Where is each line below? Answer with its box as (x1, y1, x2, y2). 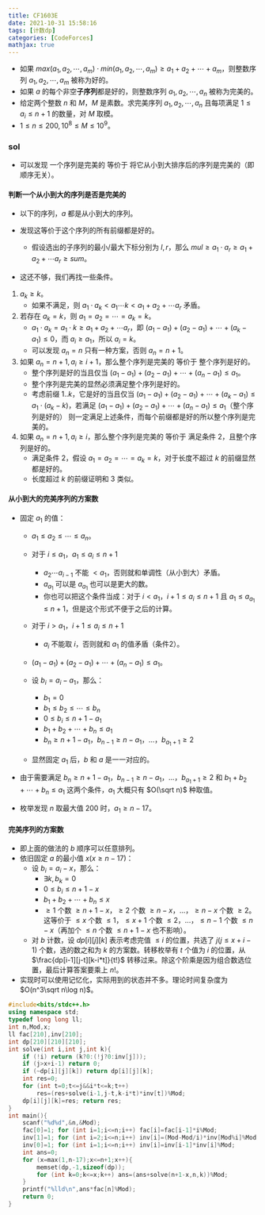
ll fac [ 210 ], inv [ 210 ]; (8, 1030, 83, 1038)
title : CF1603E (8, 11, 59, 20)
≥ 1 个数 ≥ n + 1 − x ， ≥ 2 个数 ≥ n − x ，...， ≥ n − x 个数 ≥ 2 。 (46, 905, 256, 915)
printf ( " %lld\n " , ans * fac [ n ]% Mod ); (22, 1186, 136, 1194)
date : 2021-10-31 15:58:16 (8, 19, 97, 27)
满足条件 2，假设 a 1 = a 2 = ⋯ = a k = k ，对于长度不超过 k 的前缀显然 (31, 453, 256, 464)
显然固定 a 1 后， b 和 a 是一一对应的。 (31, 755, 154, 766)
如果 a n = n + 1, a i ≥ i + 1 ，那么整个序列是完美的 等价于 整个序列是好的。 (19, 356, 255, 368)
